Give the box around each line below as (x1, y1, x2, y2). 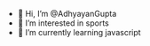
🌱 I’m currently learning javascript (17, 27, 141, 37)
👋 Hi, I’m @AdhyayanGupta (17, 9, 117, 19)
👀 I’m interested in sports (17, 18, 109, 28)
